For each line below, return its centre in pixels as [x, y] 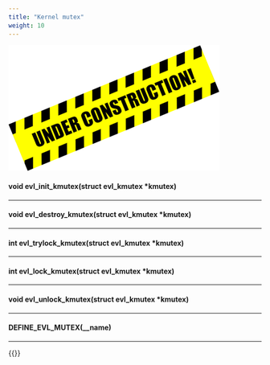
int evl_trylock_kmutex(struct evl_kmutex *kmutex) [96, 243]
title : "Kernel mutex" [46, 17]
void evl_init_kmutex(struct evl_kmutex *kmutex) [92, 187]
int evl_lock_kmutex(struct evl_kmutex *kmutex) [92, 271]
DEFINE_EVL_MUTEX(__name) [60, 328]
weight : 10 [27, 25]
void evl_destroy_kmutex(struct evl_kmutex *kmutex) [100, 215]
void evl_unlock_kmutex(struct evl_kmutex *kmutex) [99, 299]
